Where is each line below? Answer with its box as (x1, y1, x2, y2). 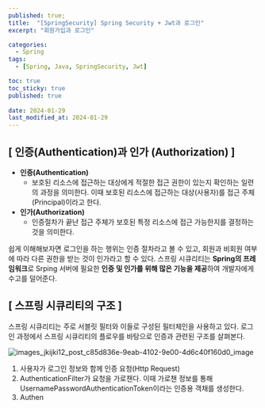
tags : (8, 55, 26, 63)
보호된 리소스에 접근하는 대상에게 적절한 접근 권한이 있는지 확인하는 (31, 177, 240, 187)
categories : (8, 40, 48, 48)
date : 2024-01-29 (8, 106, 66, 115)
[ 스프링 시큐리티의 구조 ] (8, 299, 122, 313)
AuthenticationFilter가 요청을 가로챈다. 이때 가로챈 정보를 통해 (19, 373, 213, 383)
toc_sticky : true (8, 84, 66, 92)
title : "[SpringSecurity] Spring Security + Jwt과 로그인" (8, 19, 205, 27)
